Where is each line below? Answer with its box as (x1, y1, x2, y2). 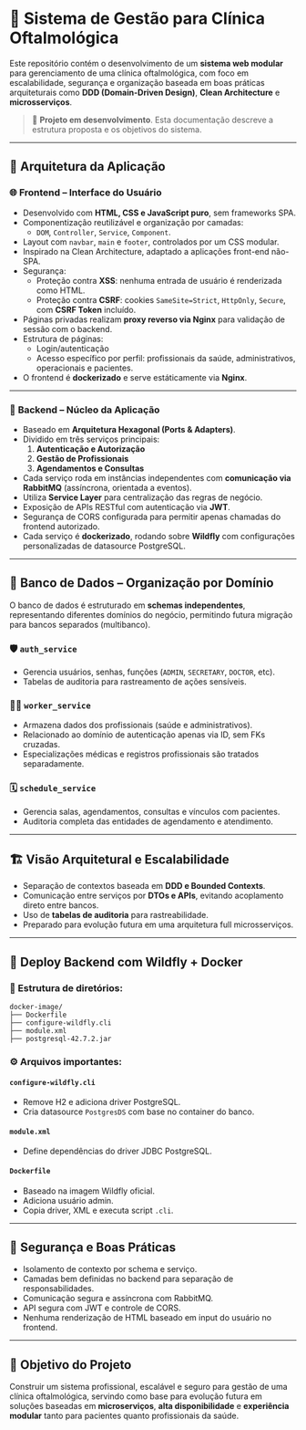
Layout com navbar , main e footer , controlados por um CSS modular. (22, 236, 280, 247)
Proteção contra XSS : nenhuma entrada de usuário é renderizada (36, 275, 282, 286)
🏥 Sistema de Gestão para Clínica (9, 8, 266, 29)
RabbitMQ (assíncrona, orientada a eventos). (22, 482, 193, 493)
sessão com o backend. (22, 323, 113, 334)
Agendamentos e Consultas (36, 463, 145, 474)
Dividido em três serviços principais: (22, 433, 160, 444)
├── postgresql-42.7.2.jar (9, 1035, 112, 1044)
